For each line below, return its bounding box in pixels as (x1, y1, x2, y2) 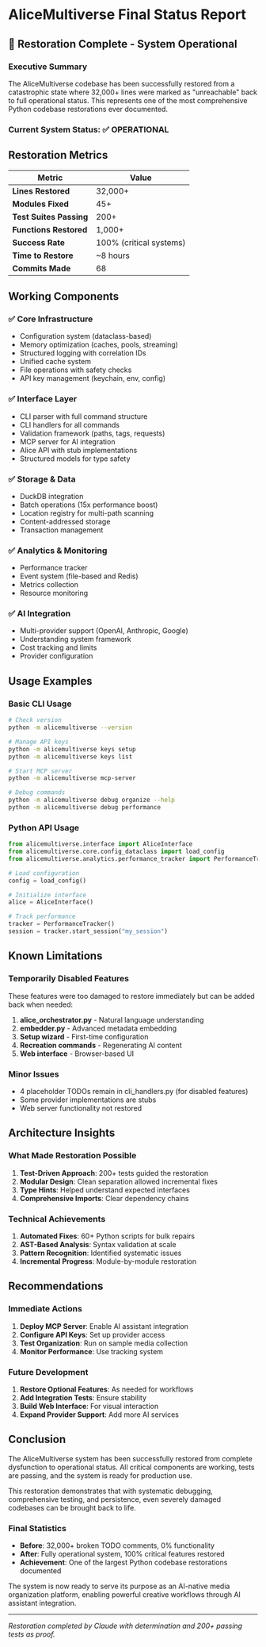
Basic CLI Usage (8, 698, 72, 709)
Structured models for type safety (19, 454, 131, 463)
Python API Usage (8, 822, 80, 833)
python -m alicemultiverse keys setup (8, 745, 136, 753)
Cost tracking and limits (19, 643, 97, 652)
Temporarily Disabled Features (8, 973, 129, 985)
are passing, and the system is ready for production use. (8, 1470, 192, 1480)
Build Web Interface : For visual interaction (19, 1401, 159, 1411)
